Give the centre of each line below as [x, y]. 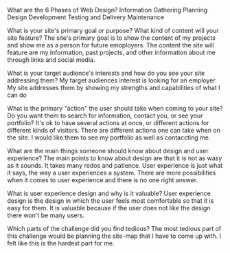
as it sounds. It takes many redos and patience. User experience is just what [115, 165]
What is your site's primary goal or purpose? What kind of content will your [113, 31]
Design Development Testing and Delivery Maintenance [86, 17]
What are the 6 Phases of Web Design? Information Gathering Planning [107, 10]
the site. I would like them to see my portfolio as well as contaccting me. [109, 137]
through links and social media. [51, 60]
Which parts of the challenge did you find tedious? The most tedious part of [114, 229]
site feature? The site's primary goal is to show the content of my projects [112, 38]
